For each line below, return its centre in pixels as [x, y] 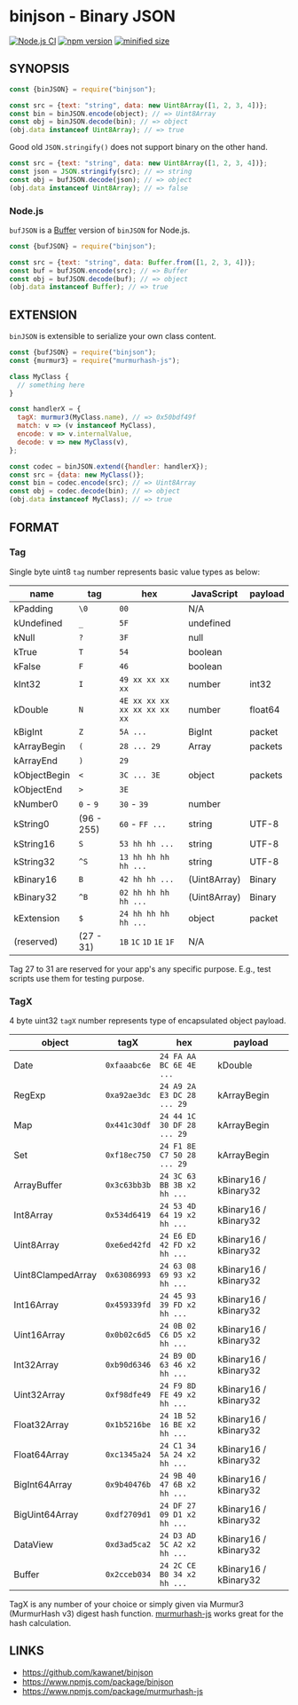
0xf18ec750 [128, 1155]
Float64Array [41, 1455]
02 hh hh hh [145, 892]
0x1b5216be [128, 1425]
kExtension [37, 918]
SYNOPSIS [39, 69]
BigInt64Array [43, 1485]
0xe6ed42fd [128, 1245]
